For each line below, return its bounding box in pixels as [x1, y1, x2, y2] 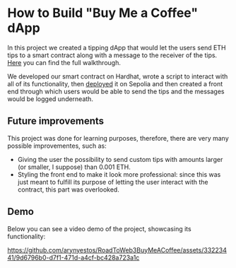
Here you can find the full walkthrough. [7, 58, 122, 66]
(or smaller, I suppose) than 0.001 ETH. [17, 163, 131, 171]
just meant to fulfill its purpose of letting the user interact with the [17, 177, 208, 186]
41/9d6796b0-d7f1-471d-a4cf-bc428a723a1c [7, 253, 140, 262]
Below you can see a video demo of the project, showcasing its [7, 224, 192, 233]
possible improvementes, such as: [7, 141, 107, 150]
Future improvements [7, 115, 105, 127]
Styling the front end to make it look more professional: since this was [17, 170, 221, 178]
